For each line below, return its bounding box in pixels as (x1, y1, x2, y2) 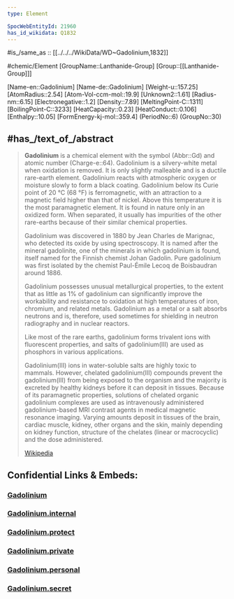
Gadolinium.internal (7, 509, 77, 519)
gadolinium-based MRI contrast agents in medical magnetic (24, 406, 196, 414)
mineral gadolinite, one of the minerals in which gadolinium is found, (24, 246, 221, 255)
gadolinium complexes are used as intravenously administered (24, 399, 204, 407)
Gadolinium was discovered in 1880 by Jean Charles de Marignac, (24, 232, 215, 240)
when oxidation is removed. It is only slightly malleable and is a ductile (24, 166, 227, 175)
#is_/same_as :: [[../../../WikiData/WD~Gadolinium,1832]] (7, 48, 169, 57)
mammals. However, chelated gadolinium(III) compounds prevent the (24, 369, 223, 377)
